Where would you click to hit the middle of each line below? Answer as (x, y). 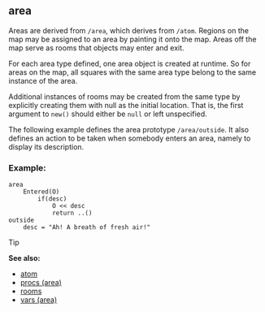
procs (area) (41, 283)
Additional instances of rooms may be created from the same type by (124, 96)
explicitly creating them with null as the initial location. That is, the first (126, 105)
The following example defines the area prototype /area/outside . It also (129, 129)
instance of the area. (43, 80)
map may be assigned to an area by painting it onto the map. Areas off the (132, 39)
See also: (24, 258)
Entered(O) (41, 192)
